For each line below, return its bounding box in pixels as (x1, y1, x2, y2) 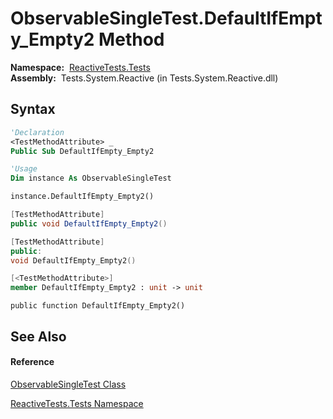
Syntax (10, 101, 56, 118)
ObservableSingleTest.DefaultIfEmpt (10, 7, 323, 30)
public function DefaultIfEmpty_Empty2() (10, 301, 186, 311)
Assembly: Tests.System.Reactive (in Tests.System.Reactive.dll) (10, 72, 279, 84)
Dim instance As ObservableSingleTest (10, 173, 172, 184)
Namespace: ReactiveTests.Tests (10, 61, 151, 73)
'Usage (10, 164, 38, 174)
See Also (10, 328, 67, 345)
